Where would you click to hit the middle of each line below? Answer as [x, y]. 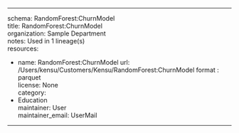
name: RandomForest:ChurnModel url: [74, 62]
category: [32, 92]
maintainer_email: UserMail [57, 115]
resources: [23, 48]
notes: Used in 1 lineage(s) [46, 41]
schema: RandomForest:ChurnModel [61, 18]
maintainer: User [42, 108]
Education [32, 100]
